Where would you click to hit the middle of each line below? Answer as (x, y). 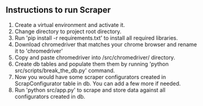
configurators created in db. (50, 96)
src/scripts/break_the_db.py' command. (65, 70)
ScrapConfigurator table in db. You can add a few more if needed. (98, 83)
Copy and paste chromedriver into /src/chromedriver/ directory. (95, 57)
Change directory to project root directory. (68, 31)
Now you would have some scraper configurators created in (90, 77)
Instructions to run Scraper (58, 10)
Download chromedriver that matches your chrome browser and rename (106, 44)
